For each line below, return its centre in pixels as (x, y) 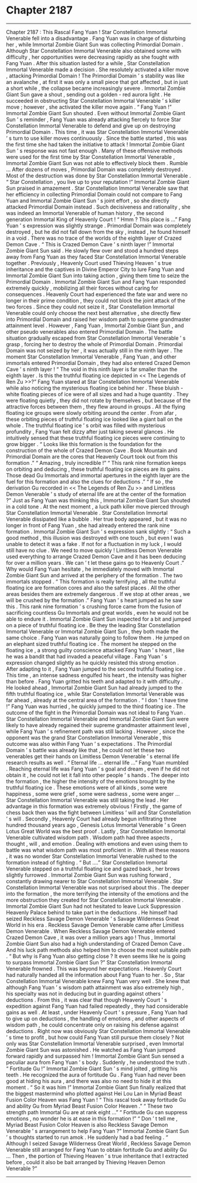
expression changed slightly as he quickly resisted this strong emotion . (93, 662)
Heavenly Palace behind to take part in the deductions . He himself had (92, 912)
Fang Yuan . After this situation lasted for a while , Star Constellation (88, 63)
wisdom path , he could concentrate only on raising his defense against (92, 1025)
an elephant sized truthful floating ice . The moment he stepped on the (91, 644)
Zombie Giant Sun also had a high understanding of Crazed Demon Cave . (95, 943)
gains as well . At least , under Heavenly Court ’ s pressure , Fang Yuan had (97, 1012)
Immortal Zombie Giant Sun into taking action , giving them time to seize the (98, 275)
